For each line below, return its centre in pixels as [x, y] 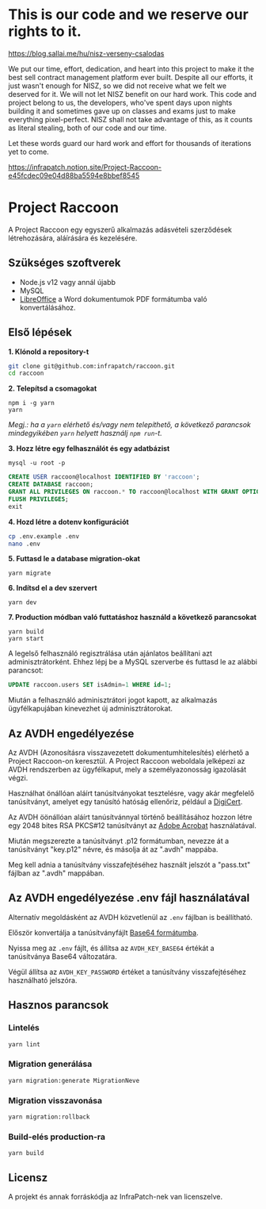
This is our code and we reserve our [129, 15]
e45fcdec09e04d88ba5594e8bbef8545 [74, 175]
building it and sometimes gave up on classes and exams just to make [122, 111]
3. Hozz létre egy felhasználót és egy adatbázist [89, 449]
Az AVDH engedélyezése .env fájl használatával [129, 898]
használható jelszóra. [43, 980]
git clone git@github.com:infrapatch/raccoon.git [92, 366]
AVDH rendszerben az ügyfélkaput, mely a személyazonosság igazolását [127, 770]
